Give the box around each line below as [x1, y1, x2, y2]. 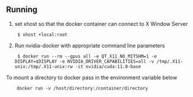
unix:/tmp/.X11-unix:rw [14, 63, 73, 69]
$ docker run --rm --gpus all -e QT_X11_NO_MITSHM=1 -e [17, 53, 157, 59]
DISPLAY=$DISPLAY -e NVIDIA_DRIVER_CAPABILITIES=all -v [14, 58, 154, 64]
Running [6, 5, 38, 15]
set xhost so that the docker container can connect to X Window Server [14, 20, 188, 27]
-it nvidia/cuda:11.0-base [75, 63, 141, 69]
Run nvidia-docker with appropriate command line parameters [14, 42, 165, 49]
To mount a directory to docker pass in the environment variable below [6, 73, 177, 81]
